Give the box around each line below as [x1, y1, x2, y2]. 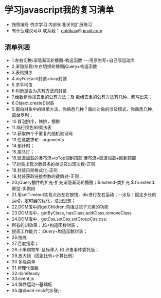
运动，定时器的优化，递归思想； [11, 197, 76, 203]
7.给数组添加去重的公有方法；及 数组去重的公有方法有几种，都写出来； [11, 94, 153, 100]
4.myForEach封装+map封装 [11, 75, 67, 81]
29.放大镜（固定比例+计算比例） [11, 253, 76, 258]
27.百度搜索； [11, 240, 39, 246]
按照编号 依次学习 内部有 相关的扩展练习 [11, 21, 92, 27]
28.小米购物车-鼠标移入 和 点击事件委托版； [11, 246, 100, 252]
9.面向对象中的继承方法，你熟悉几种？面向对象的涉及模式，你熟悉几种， [11, 106, 157, 112]
